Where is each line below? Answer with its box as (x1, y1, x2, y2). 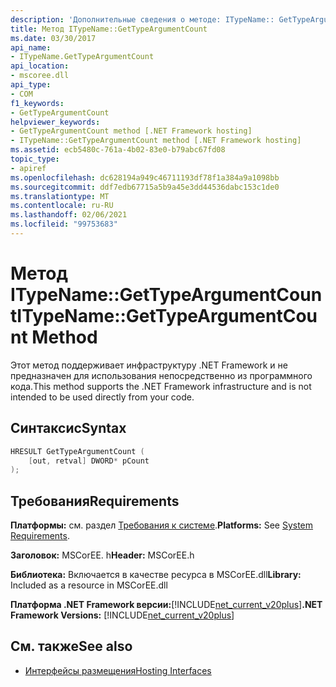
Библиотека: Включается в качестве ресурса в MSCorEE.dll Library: (10, 569, 302, 581)
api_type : (10, 80, 52, 90)
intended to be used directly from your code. (10, 391, 195, 403)
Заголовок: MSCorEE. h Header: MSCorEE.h (10, 549, 195, 561)
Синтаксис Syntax (10, 420, 127, 437)
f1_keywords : (10, 98, 65, 108)
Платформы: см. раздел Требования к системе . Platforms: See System (10, 519, 314, 531)
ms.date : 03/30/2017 (10, 33, 97, 43)
